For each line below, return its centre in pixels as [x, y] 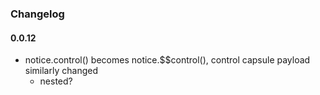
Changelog [37, 14]
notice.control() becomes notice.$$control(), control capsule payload [167, 60]
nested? [56, 81]
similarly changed [61, 71]
